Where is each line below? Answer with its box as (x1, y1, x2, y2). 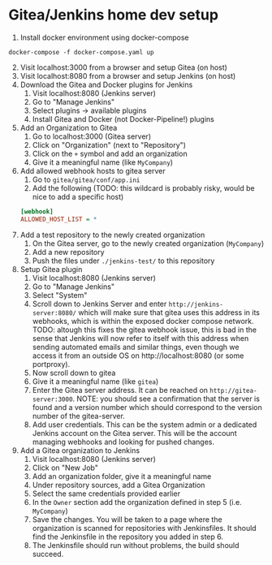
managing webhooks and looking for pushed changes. (32, 437, 215, 446)
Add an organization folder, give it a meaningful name (32, 471, 212, 481)
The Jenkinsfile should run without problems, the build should (32, 540, 240, 550)
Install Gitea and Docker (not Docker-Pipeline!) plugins (32, 114, 215, 123)
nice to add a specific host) (32, 192, 124, 201)
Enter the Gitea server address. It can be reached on (32, 385, 209, 395)
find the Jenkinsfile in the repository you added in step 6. (32, 532, 223, 541)
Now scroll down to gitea (32, 368, 116, 377)
